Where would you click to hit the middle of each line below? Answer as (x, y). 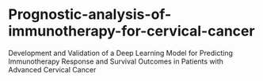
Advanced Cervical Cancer (52, 69)
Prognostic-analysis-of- (90, 15)
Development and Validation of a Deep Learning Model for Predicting (121, 53)
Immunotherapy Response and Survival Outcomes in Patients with (116, 61)
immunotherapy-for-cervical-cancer (131, 31)
